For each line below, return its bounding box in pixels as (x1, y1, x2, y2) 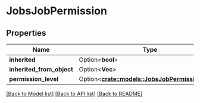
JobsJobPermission (6, 4, 107, 18)
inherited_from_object (9, 65, 73, 73)
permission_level (9, 75, 59, 83)
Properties (6, 28, 46, 38)
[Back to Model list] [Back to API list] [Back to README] (6, 90, 143, 97)
